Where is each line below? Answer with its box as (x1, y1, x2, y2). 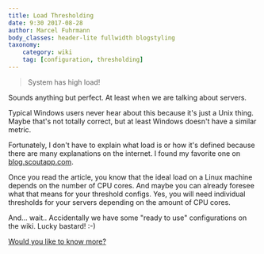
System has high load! (27, 77, 101, 87)
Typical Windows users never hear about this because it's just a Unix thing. (8, 108, 254, 117)
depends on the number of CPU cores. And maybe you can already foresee (8, 180, 255, 190)
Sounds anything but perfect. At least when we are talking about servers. (8, 93, 247, 102)
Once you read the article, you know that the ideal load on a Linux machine (8, 172, 253, 182)
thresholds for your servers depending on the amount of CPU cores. (8, 197, 231, 207)
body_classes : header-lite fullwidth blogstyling (8, 33, 176, 42)
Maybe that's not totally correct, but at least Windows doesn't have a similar (8, 116, 257, 126)
